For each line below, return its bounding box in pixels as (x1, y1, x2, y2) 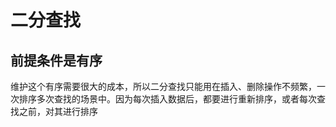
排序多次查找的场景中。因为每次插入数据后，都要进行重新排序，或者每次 (18, 93, 317, 105)
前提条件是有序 (10, 52, 103, 69)
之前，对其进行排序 (18, 106, 98, 117)
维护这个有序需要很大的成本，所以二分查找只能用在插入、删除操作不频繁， (10, 81, 317, 92)
